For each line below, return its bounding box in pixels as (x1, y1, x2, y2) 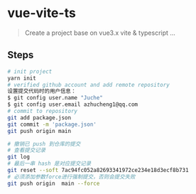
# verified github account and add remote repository (7, 81, 170, 88)
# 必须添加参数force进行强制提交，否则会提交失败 (7, 173, 136, 180)
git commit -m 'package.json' (7, 121, 97, 128)
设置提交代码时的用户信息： (7, 87, 77, 95)
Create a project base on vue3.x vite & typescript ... (24, 28, 176, 37)
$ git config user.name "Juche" (7, 95, 103, 102)
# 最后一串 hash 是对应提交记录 (7, 160, 92, 168)
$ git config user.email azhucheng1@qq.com (7, 101, 138, 108)
